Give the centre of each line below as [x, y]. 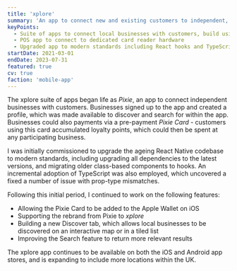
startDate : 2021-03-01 [41, 54]
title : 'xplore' [31, 14]
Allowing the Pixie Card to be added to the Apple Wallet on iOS [108, 209]
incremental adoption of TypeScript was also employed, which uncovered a [117, 173]
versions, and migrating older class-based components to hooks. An [107, 166]
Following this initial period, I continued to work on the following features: [114, 195]
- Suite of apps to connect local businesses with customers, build [116, 34]
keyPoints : [23, 27]
